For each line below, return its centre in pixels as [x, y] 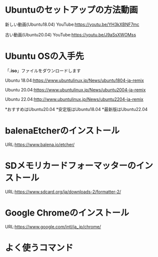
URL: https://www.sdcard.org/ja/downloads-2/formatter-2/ [63, 192]
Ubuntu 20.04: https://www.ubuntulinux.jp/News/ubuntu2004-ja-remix [75, 90]
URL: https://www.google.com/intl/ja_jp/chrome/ [53, 226]
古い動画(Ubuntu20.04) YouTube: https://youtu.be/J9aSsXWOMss [70, 35]
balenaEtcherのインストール [62, 131]
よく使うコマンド [39, 248]
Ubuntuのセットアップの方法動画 [71, 10]
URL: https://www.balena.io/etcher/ [40, 145]
